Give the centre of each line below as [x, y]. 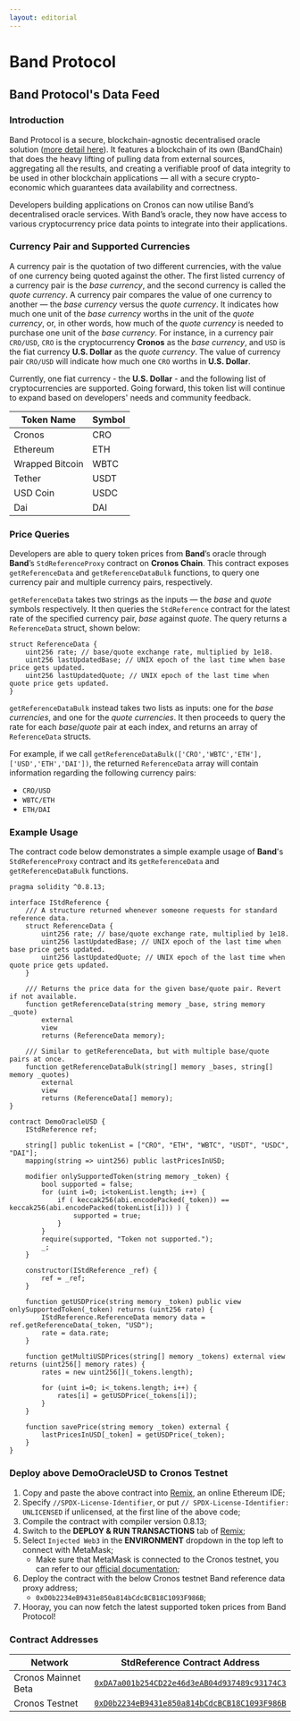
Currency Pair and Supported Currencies [100, 247]
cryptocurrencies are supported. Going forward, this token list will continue [147, 388]
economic [28, 187]
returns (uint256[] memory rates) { [77, 1365]
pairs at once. [37, 1060]
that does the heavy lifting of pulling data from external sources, [127, 158]
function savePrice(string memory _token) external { [127, 1428]
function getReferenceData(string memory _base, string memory [146, 1005]
